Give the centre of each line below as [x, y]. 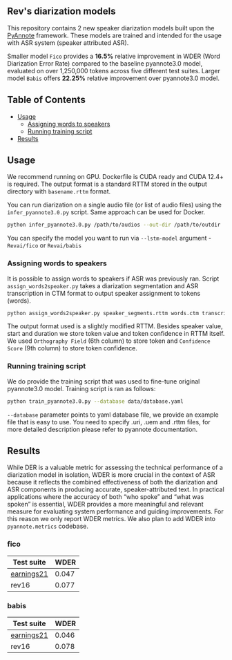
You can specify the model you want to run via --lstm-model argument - [109, 238]
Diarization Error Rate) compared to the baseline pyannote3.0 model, [105, 63]
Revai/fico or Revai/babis [44, 245]
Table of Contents [47, 100]
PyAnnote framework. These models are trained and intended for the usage [115, 35]
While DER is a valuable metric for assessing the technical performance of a [115, 468]
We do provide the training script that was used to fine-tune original [104, 381]
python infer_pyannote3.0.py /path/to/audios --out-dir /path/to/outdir [114, 225]
